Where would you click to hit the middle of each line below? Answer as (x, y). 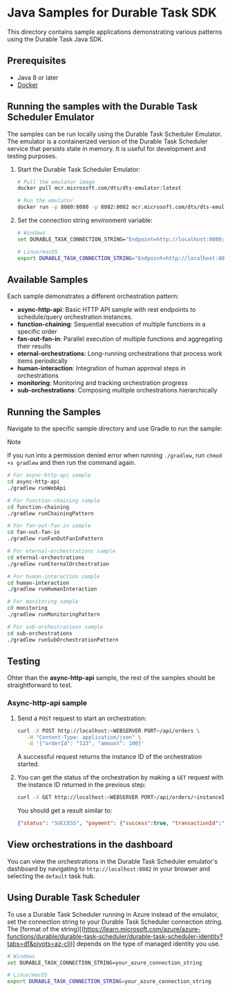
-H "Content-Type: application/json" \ (84, 737)
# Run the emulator (45, 201)
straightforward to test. (40, 685)
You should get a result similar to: (65, 811)
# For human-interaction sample (54, 576)
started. (28, 764)
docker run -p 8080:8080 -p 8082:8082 (73, 207)
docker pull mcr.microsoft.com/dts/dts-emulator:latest (99, 188)
